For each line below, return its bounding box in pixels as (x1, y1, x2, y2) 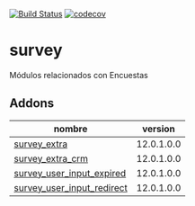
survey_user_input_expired (13, 166, 127, 179)
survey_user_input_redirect (13, 181, 128, 193)
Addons (9, 95, 55, 112)
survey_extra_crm (13, 152, 88, 165)
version (142, 122, 175, 135)
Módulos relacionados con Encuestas (9, 69, 148, 80)
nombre (53, 122, 88, 135)
